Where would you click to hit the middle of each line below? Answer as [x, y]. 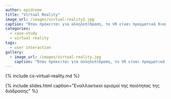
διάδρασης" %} [22, 91]
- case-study [24, 33]
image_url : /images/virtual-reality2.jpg [50, 19]
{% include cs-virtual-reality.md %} [42, 76]
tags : [11, 43]
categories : [18, 29]
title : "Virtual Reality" [33, 15]
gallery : [15, 52]
